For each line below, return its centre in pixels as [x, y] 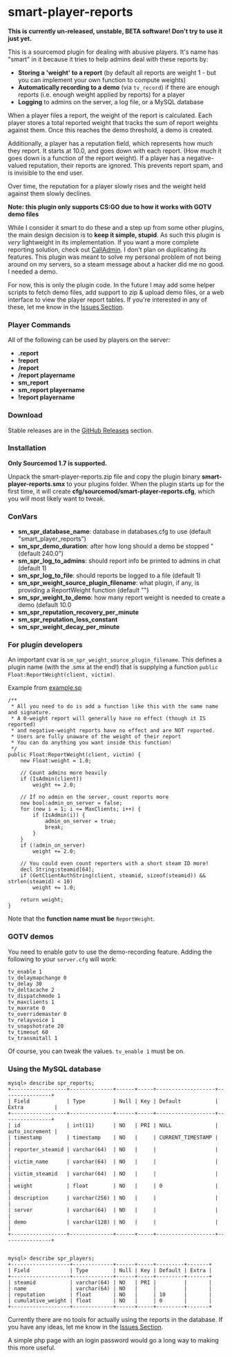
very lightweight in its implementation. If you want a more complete [104, 242]
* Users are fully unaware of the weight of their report [96, 737]
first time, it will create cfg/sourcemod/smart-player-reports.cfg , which [112, 491]
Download [26, 415]
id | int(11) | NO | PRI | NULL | [116, 1126]
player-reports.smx [37, 483]
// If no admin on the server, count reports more [95, 797]
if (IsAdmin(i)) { [59, 816]
